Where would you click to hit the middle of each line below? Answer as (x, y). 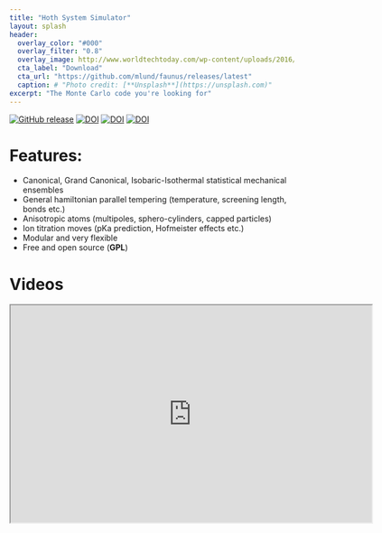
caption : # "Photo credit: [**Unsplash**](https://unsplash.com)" (145, 85)
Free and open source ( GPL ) (75, 248)
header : (24, 34)
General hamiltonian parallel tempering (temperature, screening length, (154, 200)
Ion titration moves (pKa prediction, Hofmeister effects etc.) (133, 229)
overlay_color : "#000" (60, 43)
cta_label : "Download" (60, 69)
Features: (46, 155)
